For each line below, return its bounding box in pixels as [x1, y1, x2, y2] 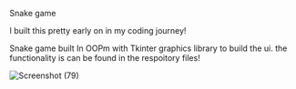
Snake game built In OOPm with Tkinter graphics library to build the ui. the [9, 43, 288, 54]
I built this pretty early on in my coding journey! [9, 25, 187, 35]
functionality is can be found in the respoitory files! [9, 53, 200, 63]
